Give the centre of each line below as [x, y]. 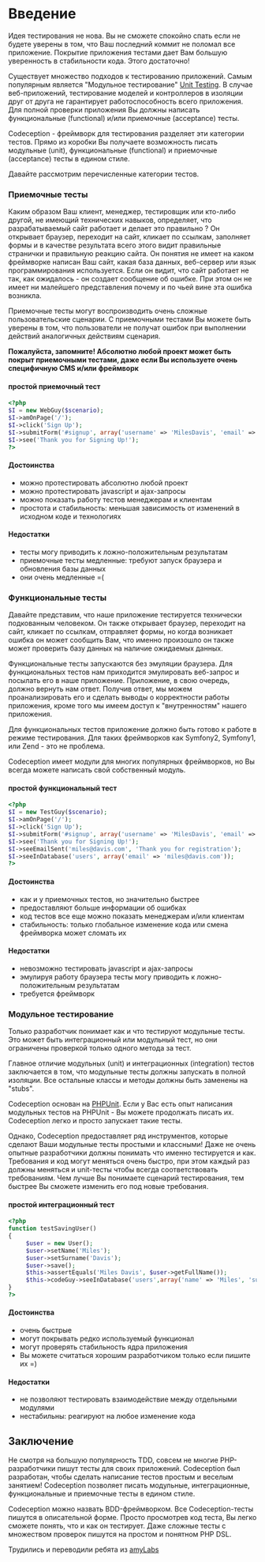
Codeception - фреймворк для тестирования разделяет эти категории [126, 133]
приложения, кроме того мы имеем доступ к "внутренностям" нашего [127, 706]
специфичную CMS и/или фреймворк [74, 368]
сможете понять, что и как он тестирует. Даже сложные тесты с [117, 1526]
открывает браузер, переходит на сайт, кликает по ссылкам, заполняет [129, 237]
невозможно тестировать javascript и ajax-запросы [106, 968]
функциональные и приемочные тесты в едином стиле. [102, 1494]
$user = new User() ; [59, 1243]
